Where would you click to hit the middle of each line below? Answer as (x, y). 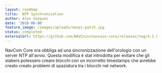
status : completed (23, 32)
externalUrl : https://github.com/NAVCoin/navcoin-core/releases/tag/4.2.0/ (83, 37)
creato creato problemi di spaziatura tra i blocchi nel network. (66, 65)
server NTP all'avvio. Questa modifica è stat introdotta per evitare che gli (77, 55)
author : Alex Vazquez (27, 18)
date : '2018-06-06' (25, 23)
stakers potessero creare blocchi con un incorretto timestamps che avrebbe (81, 60)
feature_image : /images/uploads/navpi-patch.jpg (55, 28)
